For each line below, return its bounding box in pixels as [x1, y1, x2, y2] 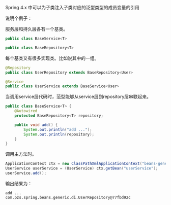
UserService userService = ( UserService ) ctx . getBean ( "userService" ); [5, 166, 158, 171]
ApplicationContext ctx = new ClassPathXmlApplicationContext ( [5, 161, 142, 166]
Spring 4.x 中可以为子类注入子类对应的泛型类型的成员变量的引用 [5, 5, 140, 10]
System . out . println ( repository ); [23, 131, 95, 137]
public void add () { [14, 122, 58, 127]
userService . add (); [5, 170, 47, 176]
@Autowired [14, 109, 38, 114]
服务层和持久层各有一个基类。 [5, 26, 68, 32]
